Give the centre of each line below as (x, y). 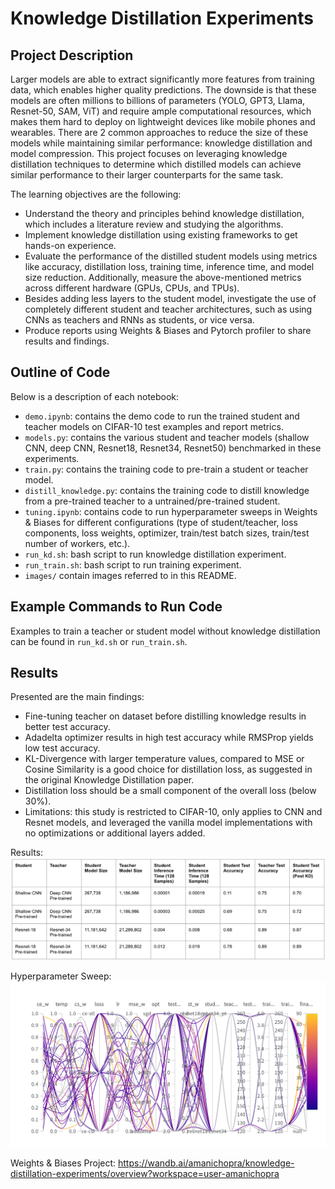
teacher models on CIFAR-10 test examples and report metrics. (154, 426)
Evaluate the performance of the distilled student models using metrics (171, 256)
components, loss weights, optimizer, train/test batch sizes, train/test (167, 533)
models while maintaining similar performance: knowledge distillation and (161, 143)
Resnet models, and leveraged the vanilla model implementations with (168, 823)
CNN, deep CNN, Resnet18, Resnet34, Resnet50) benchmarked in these (173, 448)
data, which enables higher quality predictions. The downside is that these (163, 90)
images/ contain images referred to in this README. (130, 575)
